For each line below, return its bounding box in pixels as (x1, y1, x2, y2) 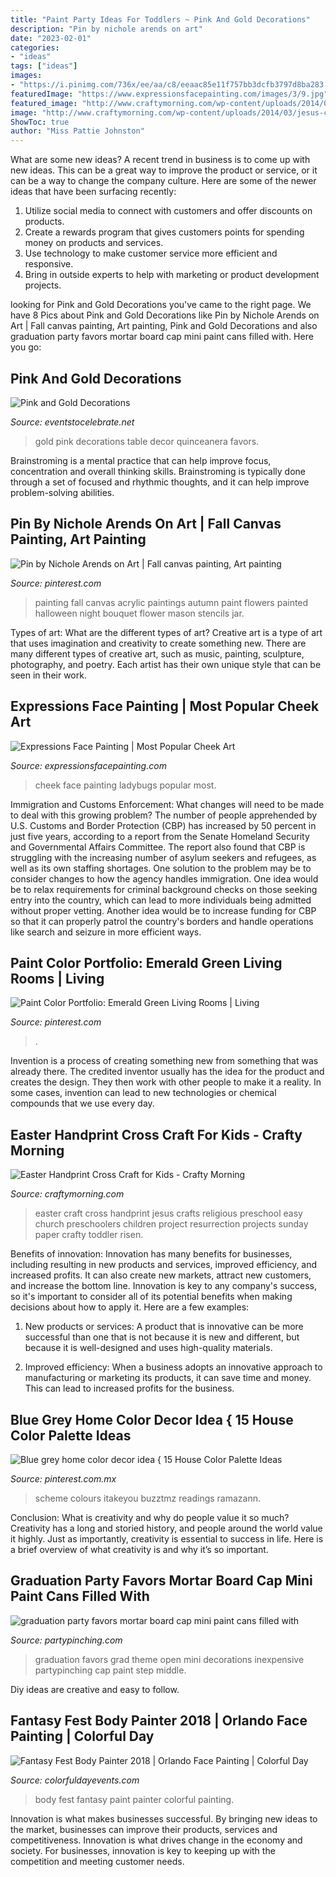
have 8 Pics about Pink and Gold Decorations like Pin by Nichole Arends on (10, 309, 320, 321)
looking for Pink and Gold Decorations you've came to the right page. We (10, 299, 312, 311)
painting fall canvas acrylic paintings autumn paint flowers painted (34, 596, 309, 608)
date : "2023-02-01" (10, 33, 92, 43)
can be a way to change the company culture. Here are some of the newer (10, 175, 317, 187)
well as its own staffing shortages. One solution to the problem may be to (10, 862, 312, 874)
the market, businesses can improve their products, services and (10, 1823, 278, 1835)
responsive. (24, 258, 74, 270)
